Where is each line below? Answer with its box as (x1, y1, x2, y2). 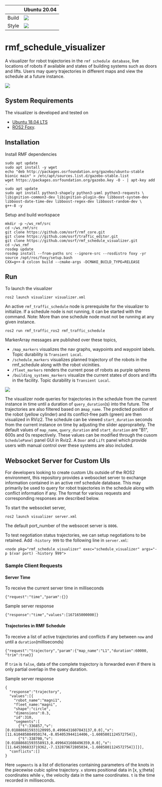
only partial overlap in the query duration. (5, 666, 88, 672)
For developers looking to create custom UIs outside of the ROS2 (5, 470, 135, 476)
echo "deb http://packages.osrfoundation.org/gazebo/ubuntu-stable (5, 169, 145, 174)
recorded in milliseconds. (5, 777, 56, 783)
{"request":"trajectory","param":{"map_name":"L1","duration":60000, (5, 648, 149, 653)
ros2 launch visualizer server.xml (5, 514, 77, 519)
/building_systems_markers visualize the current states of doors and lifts (12, 372, 157, 378)
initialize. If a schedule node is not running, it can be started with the (5, 309, 142, 314)
